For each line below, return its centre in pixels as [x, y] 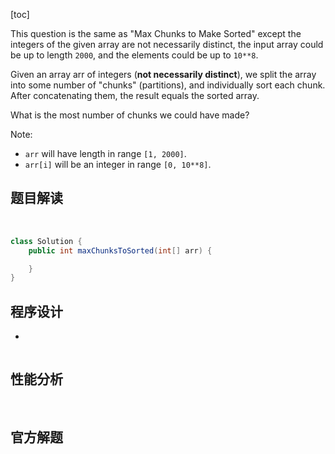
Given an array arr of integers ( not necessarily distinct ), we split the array [163, 74]
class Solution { [46, 241]
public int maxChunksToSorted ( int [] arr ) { [120, 250]
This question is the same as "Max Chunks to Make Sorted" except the [156, 33]
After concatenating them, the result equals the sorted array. [135, 95]
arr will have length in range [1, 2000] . [105, 153]
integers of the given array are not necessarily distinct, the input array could [167, 44]
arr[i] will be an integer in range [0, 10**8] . [118, 164]
